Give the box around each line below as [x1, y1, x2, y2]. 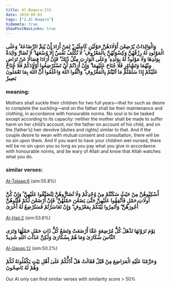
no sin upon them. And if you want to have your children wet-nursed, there [6, 137, 161, 143]
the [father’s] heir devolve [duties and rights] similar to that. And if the [6, 127, 151, 133]
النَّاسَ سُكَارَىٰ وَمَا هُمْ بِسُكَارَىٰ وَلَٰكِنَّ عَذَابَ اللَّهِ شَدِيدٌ [6, 234, 115, 241]
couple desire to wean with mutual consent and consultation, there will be [6, 132, 160, 138]
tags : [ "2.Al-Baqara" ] [6, 17, 54, 22]
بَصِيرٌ [6, 75, 17, 82]
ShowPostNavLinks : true [6, 26, 56, 31]
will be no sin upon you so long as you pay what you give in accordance [6, 143, 156, 149]
